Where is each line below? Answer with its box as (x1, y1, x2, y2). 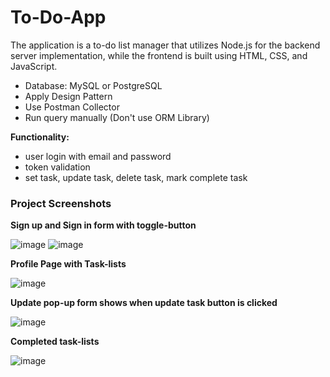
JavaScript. (10, 60, 58, 72)
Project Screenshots (10, 196, 112, 210)
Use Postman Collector (24, 101, 120, 113)
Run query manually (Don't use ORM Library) (24, 111, 210, 123)
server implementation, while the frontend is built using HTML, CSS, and (10, 49, 308, 61)
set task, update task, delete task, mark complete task (24, 171, 248, 183)
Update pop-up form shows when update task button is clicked (10, 297, 278, 309)
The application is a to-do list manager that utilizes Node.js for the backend (10, 39, 321, 51)
